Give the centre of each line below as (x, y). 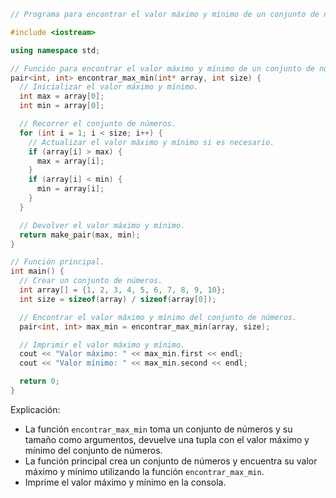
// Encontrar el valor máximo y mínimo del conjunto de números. (158, 317)
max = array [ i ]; (70, 161)
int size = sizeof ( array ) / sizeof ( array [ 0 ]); (118, 299)
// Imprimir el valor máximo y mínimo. (102, 345)
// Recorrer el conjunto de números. (98, 124)
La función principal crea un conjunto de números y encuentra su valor (171, 461)
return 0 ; (39, 381)
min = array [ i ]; (70, 189)
